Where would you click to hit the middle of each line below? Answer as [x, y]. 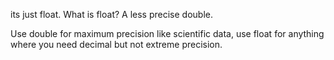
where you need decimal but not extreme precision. [116, 44]
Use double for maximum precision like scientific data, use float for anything [167, 33]
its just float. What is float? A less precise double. [111, 14]
